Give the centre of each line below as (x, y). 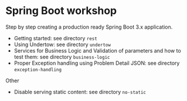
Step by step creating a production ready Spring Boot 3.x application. (89, 27)
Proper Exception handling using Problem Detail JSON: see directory (97, 63)
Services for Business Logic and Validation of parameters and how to (97, 50)
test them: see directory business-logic (62, 57)
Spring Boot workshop (61, 11)
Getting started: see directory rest (55, 38)
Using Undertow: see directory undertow (62, 44)
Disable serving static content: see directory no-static (80, 92)
